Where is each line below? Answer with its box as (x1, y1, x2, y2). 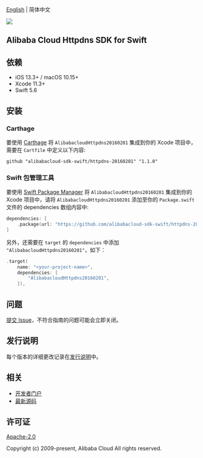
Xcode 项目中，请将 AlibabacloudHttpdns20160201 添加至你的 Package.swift (6, 196, 195, 204)
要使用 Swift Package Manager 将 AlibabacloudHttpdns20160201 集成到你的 (6, 188, 192, 196)
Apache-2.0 (6, 433, 36, 440)
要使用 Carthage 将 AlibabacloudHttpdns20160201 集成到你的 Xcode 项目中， (6, 139, 196, 146)
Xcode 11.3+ (14, 80, 45, 87)
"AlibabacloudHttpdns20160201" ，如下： (6, 246, 106, 253)
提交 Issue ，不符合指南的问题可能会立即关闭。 (6, 316, 122, 324)
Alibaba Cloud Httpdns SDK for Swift (6, 35, 147, 45)
